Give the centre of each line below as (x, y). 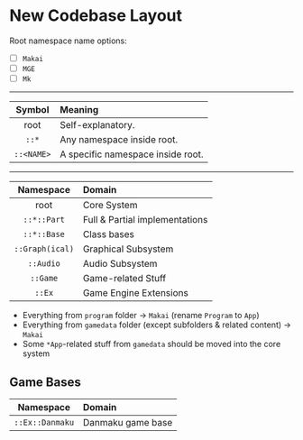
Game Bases (45, 382)
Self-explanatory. (97, 125)
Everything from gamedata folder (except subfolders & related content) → (156, 325)
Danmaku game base (128, 422)
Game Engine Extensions (136, 293)
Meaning (79, 110)
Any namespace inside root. (119, 140)
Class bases (109, 234)
